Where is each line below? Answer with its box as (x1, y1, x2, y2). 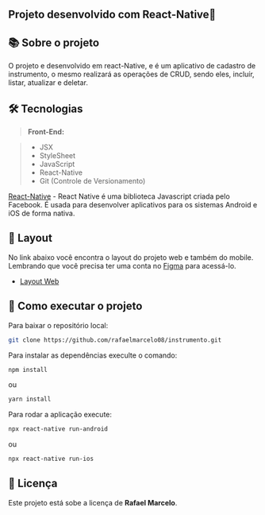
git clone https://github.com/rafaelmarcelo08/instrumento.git (8, 335, 222, 344)
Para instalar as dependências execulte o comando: (8, 350, 178, 360)
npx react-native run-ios (8, 455, 94, 463)
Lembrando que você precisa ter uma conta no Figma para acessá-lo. (8, 261, 236, 270)
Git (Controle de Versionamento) (39, 176, 146, 186)
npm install (8, 366, 48, 374)
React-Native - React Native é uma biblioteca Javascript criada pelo (8, 192, 230, 201)
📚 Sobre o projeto (8, 36, 100, 49)
